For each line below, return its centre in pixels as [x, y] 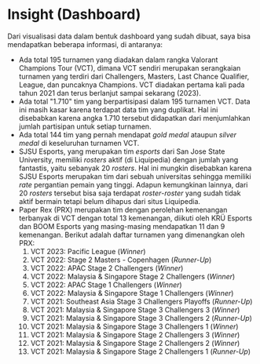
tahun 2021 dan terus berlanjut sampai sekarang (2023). [110, 93]
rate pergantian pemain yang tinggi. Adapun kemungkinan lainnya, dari [133, 184]
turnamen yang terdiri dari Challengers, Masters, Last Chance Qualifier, [134, 76]
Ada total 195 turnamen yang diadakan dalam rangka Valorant [118, 60]
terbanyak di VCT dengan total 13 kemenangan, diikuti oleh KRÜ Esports [135, 218]
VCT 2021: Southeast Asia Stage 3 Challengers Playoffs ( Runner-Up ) [141, 301]
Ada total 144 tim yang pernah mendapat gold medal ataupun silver [128, 134]
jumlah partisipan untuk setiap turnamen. [85, 126]
